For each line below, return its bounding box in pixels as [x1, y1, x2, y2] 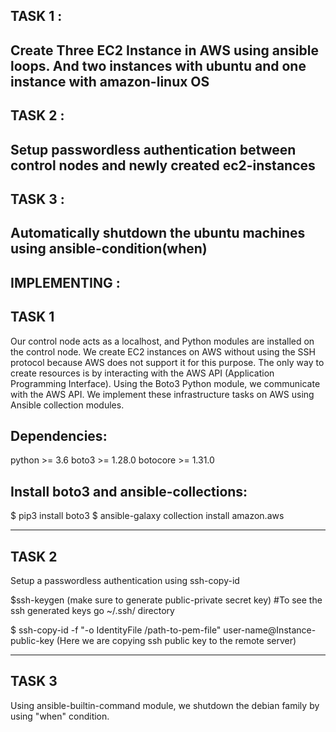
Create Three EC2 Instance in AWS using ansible [10, 42, 319, 59]
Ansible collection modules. [10, 399, 125, 411]
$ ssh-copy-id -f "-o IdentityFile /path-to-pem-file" [10, 624, 222, 636]
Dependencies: [10, 427, 108, 444]
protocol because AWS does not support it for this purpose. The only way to [10, 356, 325, 368]
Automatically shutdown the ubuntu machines [10, 225, 306, 242]
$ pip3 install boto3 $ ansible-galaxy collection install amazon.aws [10, 510, 285, 522]
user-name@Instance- [223, 624, 317, 636]
